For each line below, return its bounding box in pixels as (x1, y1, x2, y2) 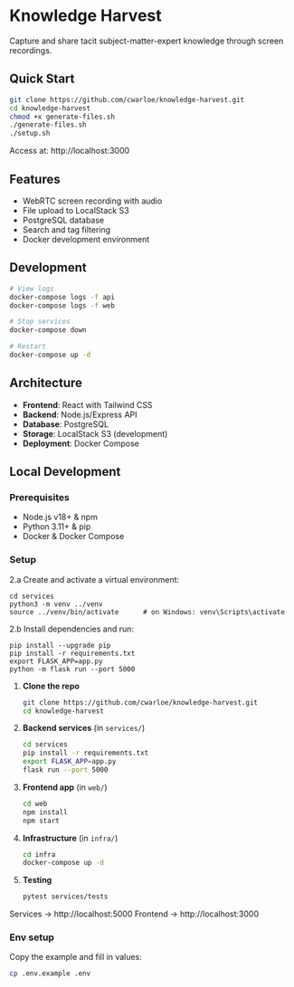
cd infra (22, 849, 56, 859)
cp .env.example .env (9, 969, 91, 978)
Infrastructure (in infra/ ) (22, 832, 119, 843)
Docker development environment (22, 233, 150, 244)
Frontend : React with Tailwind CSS (22, 399, 153, 410)
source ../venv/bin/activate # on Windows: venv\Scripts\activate (9, 607, 285, 616)
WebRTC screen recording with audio (22, 195, 163, 206)
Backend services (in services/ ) (22, 723, 146, 734)
